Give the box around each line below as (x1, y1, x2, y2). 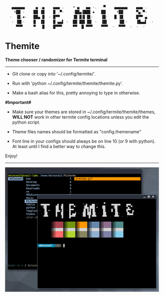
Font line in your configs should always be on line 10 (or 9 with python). (12, 138, 156, 144)
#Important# (5, 99, 32, 105)
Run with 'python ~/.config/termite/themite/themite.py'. (12, 80, 123, 86)
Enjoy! (5, 153, 18, 159)
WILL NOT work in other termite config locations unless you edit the (12, 114, 149, 120)
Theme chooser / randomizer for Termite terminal (5, 56, 108, 63)
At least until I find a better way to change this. (12, 143, 106, 149)
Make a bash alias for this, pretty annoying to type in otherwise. (12, 90, 141, 96)
